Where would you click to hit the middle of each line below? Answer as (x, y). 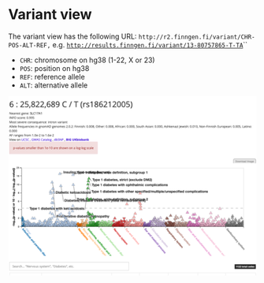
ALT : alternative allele (54, 85)
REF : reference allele (52, 76)
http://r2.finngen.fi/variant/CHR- (197, 37)
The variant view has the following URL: (73, 36)
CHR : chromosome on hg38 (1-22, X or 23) (87, 60)
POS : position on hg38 (54, 68)
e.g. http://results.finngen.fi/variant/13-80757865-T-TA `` (150, 44)
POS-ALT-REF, (30, 45)
